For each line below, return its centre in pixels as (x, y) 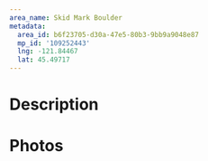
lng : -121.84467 (48, 52)
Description (54, 104)
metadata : (28, 26)
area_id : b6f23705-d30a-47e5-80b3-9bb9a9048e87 (109, 34)
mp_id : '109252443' (54, 43)
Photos (36, 146)
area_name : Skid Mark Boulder (66, 18)
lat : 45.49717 (44, 60)
